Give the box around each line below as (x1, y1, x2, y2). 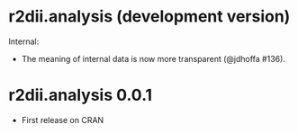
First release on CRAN (21, 114, 104, 125)
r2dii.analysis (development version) (8, 6, 291, 27)
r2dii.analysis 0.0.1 (8, 85, 153, 105)
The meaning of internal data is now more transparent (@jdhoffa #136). (21, 53, 285, 64)
